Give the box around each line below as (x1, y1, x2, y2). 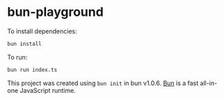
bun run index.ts (7, 66, 58, 73)
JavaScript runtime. (19, 86, 77, 94)
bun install (7, 40, 42, 47)
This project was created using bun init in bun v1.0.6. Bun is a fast (7, 79, 199, 87)
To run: (7, 53, 28, 61)
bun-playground (7, 4, 104, 20)
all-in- (200, 79, 218, 87)
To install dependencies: (7, 27, 78, 35)
